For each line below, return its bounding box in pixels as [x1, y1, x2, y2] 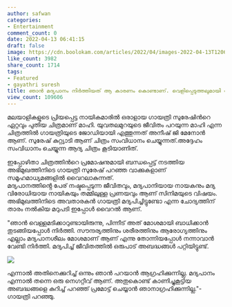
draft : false [7, 42, 45, 49]
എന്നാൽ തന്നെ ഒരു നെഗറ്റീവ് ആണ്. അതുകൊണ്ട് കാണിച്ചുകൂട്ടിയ [7, 277, 192, 285]
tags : [7, 68, 23, 75]
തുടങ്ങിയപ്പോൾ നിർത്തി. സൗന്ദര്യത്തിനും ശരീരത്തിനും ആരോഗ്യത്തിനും [7, 227, 207, 234]
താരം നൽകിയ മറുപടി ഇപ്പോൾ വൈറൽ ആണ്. [7, 205, 142, 213]
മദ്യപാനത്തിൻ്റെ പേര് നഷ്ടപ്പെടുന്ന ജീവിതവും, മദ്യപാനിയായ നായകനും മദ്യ [7, 182, 215, 189]
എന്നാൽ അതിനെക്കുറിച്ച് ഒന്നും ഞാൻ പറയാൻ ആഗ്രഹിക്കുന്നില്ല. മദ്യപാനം [7, 269, 215, 277]
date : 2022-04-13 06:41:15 [7, 36, 85, 43]
